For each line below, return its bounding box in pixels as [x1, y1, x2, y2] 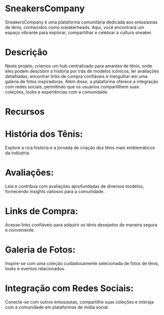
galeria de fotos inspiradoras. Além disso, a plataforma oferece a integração [5, 78, 159, 84]
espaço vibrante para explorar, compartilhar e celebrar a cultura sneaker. [5, 29, 153, 35]
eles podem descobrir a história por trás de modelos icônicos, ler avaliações [5, 68, 159, 74]
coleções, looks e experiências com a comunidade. [5, 89, 109, 95]
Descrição [5, 47, 48, 58]
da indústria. [5, 150, 30, 156]
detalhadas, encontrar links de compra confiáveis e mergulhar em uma [5, 73, 148, 79]
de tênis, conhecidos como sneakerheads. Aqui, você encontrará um [5, 24, 144, 30]
